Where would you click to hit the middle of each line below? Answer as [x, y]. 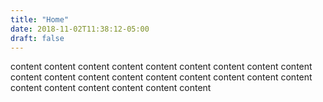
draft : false [37, 38]
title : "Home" [40, 19]
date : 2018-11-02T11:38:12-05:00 [80, 29]
